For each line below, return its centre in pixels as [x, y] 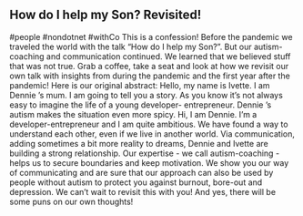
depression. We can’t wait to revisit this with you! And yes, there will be [142, 191]
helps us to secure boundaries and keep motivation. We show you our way [149, 162]
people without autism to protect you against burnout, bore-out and [136, 182]
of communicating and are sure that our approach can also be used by [141, 172]
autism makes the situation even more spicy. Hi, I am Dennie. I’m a [133, 114]
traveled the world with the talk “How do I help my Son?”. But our [131, 46]
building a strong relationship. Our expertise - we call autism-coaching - [145, 153]
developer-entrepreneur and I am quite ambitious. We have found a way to [149, 124]
